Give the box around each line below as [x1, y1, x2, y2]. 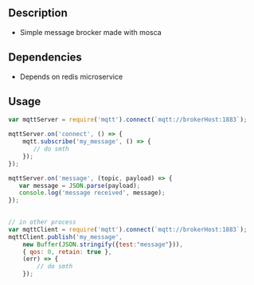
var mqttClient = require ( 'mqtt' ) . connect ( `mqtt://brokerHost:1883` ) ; [8, 225, 248, 233]
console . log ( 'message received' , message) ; [18, 189, 166, 197]
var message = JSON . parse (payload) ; [18, 182, 141, 189]
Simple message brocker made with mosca [19, 27, 162, 37]
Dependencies [8, 51, 82, 64]
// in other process [8, 218, 77, 226]
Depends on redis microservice [19, 72, 123, 81]
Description [8, 6, 68, 20]
